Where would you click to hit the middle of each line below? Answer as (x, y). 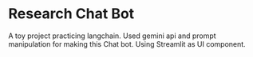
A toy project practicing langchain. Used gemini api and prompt (113, 36)
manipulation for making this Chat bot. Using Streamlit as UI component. (127, 44)
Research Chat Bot (71, 14)
